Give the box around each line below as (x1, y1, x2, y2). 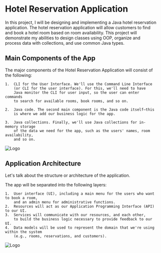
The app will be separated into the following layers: (5, 182, 107, 187)
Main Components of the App (5, 54, 96, 63)
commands (5, 94, 23, 99)
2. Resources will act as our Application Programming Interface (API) (5, 204, 155, 209)
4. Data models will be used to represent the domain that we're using (5, 225, 155, 230)
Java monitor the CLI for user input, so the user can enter (14, 90, 139, 95)
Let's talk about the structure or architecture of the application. (5, 172, 131, 178)
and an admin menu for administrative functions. (14, 200, 116, 204)
